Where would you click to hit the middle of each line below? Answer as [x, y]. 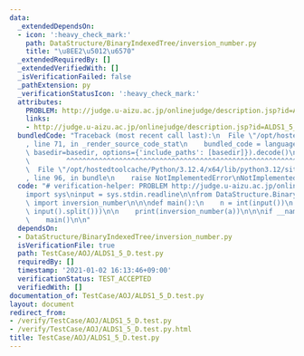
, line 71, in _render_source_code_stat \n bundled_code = [143, 144]
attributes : [40, 102]
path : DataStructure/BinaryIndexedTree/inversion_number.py [141, 43]
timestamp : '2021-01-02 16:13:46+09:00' [95, 271]
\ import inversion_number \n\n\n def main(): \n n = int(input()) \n [160, 203]
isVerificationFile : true [66, 245]
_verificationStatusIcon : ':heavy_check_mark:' [109, 93]
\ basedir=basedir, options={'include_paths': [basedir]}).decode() [157, 152]
